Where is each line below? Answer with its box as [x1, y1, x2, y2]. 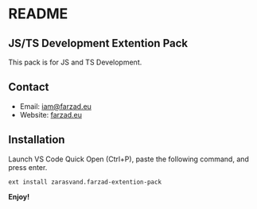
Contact [8, 80, 49, 94]
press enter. [8, 162, 48, 172]
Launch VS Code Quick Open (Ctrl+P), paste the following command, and [8, 154, 249, 164]
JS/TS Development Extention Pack [8, 37, 189, 50]
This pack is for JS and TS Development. [8, 57, 142, 67]
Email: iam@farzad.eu [19, 101, 92, 111]
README [8, 5, 68, 23]
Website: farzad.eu [19, 110, 82, 119]
